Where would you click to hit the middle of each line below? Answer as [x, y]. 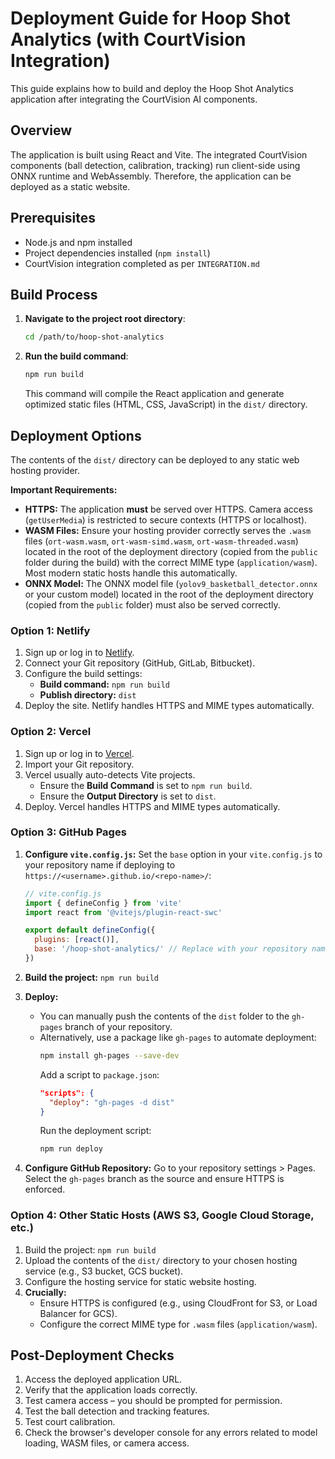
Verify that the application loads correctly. [111, 1390]
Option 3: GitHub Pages [68, 832]
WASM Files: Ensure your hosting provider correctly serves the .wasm [168, 530]
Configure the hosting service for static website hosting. [140, 1281]
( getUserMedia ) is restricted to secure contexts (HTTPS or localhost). [166, 519]
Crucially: [45, 1292]
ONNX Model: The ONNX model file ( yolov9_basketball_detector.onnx [171, 583]
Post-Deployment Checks [92, 1355]
